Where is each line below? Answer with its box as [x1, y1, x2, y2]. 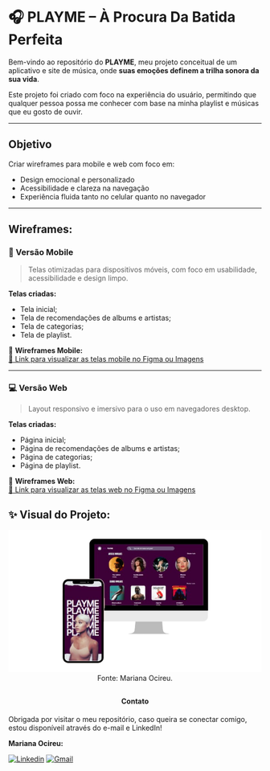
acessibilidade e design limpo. [27, 273, 129, 283]
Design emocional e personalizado [19, 174, 135, 184]
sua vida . [8, 74, 40, 84]
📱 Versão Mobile [8, 247, 74, 258]
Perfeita [8, 31, 63, 49]
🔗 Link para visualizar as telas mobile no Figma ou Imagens [8, 355, 204, 364]
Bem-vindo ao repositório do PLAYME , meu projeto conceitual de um [8, 57, 238, 67]
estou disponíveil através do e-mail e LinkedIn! [8, 723, 162, 732]
